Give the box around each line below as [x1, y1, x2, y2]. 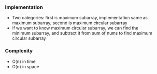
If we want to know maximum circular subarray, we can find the [12, 25, 139, 31]
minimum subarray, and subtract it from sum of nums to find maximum [12, 30, 153, 36]
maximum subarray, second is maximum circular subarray [12, 20, 128, 26]
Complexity [5, 47, 33, 54]
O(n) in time [12, 59, 36, 64]
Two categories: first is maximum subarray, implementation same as [12, 15, 148, 21]
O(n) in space [12, 63, 40, 69]
